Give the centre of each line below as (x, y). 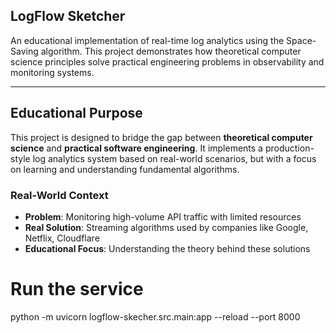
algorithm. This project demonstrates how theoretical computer (171, 51)
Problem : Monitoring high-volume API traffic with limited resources (163, 216)
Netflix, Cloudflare (62, 238)
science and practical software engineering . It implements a (136, 148)
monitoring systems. (52, 72)
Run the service (77, 289)
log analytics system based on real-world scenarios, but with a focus (174, 158)
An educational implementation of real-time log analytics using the (147, 40)
